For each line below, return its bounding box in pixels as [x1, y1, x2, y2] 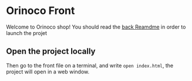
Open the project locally [6, 47, 96, 57]
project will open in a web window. [6, 68, 90, 75]
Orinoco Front [6, 4, 75, 17]
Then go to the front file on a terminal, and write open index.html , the [6, 62, 174, 69]
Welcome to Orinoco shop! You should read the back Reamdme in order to [6, 23, 186, 30]
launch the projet [6, 29, 48, 36]
